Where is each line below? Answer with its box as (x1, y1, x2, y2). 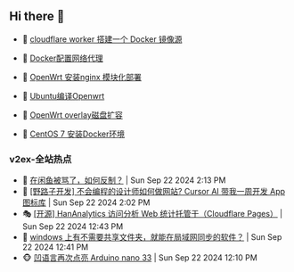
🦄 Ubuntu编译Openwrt (21, 90, 105, 101)
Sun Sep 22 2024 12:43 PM (21, 221, 124, 232)
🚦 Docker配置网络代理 (21, 53, 104, 63)
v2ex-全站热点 (9, 152, 72, 165)
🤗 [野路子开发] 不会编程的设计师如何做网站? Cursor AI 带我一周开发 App (21, 186, 286, 197)
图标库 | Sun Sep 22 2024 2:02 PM (21, 197, 151, 208)
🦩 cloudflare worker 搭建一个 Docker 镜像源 (21, 33, 183, 45)
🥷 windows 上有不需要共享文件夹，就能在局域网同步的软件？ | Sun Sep (21, 232, 282, 243)
